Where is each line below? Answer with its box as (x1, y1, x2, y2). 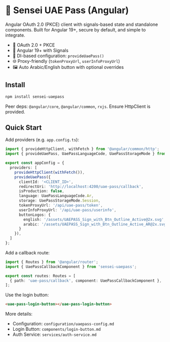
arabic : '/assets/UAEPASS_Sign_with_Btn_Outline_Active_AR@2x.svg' (23, 221, 168, 227)
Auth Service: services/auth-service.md (12, 331, 97, 337)
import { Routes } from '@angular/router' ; (5, 259, 99, 264)
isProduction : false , (18, 188, 65, 194)
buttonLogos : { (18, 212, 51, 217)
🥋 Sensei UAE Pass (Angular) (5, 5, 129, 16)
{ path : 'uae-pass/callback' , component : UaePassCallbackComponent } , (10, 278, 162, 283)
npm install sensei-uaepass (5, 94, 65, 99)
